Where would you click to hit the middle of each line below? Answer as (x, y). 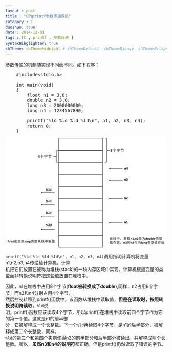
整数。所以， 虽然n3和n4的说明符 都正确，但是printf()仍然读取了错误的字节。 (86, 344)
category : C (19, 22)
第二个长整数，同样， (37, 331)
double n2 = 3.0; (49, 100)
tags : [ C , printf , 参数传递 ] (39, 38)
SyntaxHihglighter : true (32, 44)
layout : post (20, 11)
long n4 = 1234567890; (55, 110)
